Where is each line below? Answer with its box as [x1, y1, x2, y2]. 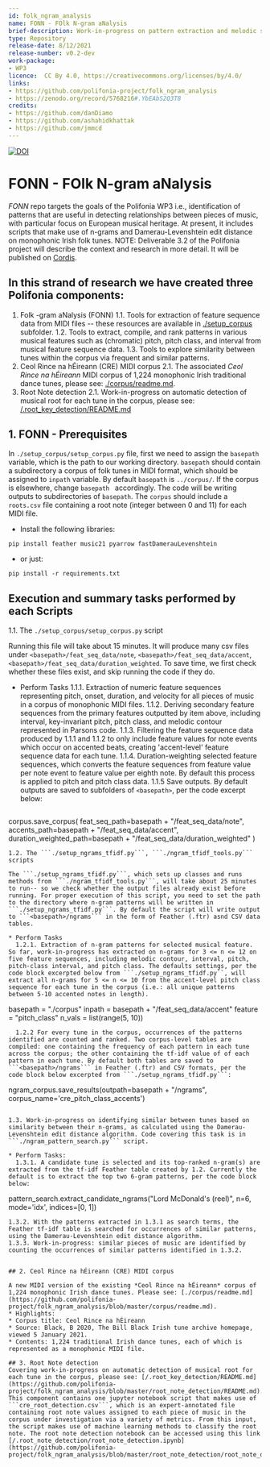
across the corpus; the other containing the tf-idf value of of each [8, 1049, 250, 1058]
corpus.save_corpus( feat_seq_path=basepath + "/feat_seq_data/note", [8, 817, 245, 826]
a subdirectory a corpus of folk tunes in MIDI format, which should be [8, 466, 239, 476]
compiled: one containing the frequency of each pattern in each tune [8, 1043, 250, 1051]
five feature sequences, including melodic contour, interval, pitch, [8, 955, 250, 963]
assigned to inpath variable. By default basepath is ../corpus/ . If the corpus [8, 475, 260, 484]
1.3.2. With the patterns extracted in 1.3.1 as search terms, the [8, 1218, 239, 1226]
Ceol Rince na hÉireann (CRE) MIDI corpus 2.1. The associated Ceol [19, 361, 243, 371]
